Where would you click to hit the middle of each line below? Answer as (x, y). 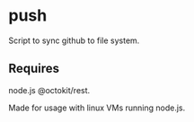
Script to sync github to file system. (74, 40)
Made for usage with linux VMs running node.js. (97, 108)
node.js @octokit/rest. (49, 90)
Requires (34, 69)
